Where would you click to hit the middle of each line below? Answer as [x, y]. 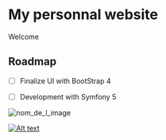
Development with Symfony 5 [68, 96]
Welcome [24, 37]
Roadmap [33, 62]
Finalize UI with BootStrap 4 [65, 80]
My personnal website [83, 15]
